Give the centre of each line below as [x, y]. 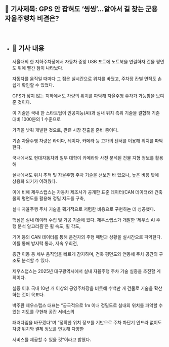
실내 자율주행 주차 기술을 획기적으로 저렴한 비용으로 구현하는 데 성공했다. [83, 209]
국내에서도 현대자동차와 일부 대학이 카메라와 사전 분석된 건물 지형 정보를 [83, 158]
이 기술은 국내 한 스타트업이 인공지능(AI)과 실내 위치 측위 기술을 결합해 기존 [86, 112]
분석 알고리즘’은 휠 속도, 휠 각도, [49, 226]
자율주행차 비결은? [32, 18]
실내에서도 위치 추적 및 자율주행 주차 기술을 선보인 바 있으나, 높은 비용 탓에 [86, 175]
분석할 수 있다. [36, 260]
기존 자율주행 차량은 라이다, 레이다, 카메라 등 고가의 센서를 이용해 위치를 [83, 140]
